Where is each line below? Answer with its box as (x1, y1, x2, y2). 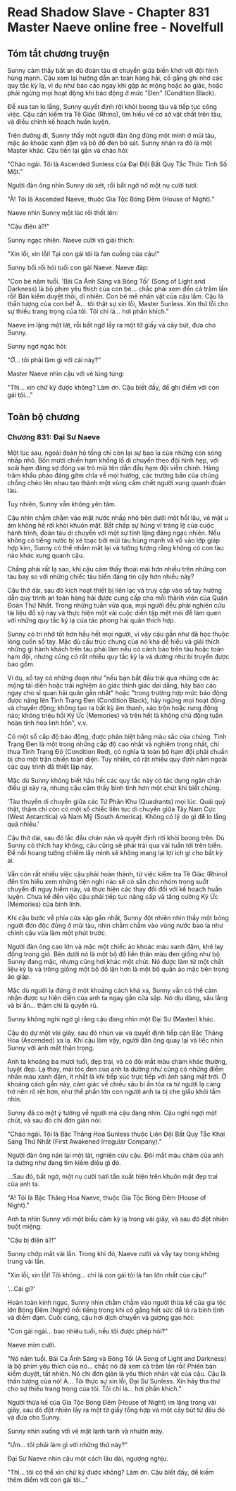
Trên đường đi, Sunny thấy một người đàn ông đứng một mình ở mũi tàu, (7, 132, 216, 139)
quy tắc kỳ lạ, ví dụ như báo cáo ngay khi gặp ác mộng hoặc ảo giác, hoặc (7, 81, 223, 89)
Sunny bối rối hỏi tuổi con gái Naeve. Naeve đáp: (7, 263, 149, 272)
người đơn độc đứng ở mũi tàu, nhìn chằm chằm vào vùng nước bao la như (7, 921, 223, 929)
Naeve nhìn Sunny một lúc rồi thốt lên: (7, 209, 118, 216)
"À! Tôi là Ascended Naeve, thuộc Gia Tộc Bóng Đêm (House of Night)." (7, 195, 215, 203)
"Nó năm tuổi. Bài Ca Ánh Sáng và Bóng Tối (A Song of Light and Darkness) (7, 1354, 227, 1362)
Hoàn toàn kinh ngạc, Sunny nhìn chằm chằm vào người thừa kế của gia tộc (7, 1298, 227, 1306)
